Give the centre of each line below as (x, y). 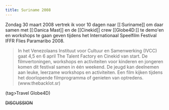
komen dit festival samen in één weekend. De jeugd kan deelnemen (88, 67)
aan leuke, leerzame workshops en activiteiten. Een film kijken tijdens (90, 72)
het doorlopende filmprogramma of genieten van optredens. (80, 77)
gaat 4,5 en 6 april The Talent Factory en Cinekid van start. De (83, 56)
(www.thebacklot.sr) (39, 83)
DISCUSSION (19, 103)
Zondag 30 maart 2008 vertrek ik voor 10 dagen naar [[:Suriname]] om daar (84, 24)
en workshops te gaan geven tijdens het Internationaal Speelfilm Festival (81, 35)
